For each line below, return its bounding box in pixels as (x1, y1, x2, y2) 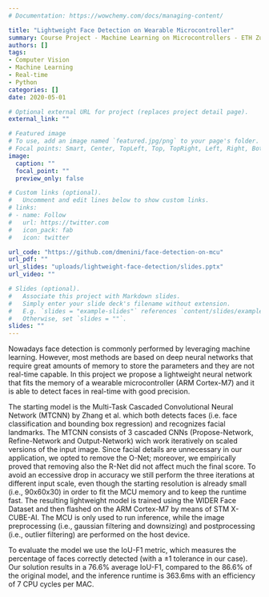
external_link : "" (8, 115, 70, 123)
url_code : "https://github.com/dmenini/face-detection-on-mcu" (8, 248, 224, 256)
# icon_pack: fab (8, 226, 74, 234)
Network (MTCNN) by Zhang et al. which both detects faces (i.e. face (8, 410, 238, 421)
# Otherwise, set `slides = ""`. (8, 314, 127, 323)
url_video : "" (8, 270, 56, 279)
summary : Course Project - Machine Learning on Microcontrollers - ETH (8, 34, 252, 42)
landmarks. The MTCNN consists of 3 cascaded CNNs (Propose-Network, (8, 428, 254, 438)
